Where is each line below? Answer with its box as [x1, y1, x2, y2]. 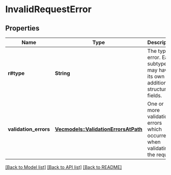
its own [147, 73, 165, 80]
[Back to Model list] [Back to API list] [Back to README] [5, 164, 122, 170]
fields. [147, 92, 162, 99]
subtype [147, 60, 167, 67]
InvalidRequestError [5, 4, 92, 15]
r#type [8, 70, 25, 77]
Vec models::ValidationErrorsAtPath [54, 126, 142, 133]
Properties [5, 24, 40, 33]
